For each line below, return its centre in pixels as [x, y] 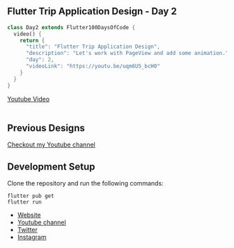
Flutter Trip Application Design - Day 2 [92, 11]
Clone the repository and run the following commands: [85, 183]
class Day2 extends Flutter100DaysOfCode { [71, 27]
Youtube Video [29, 99]
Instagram [32, 237]
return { [32, 40]
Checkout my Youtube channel [51, 144]
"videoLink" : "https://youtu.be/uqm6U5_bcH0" [93, 66]
